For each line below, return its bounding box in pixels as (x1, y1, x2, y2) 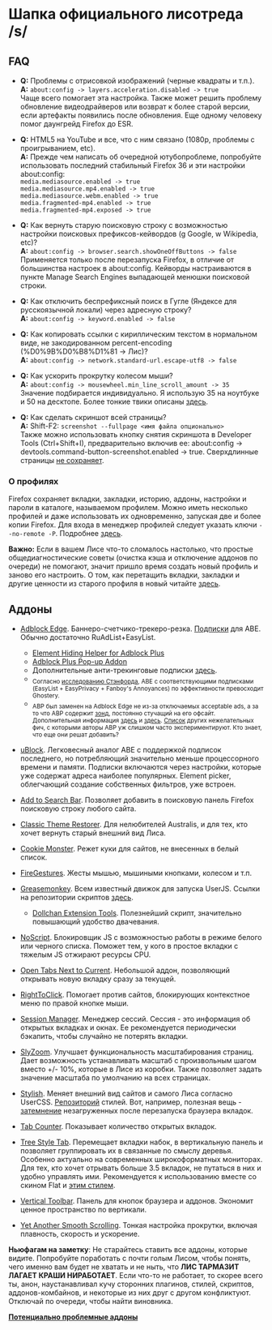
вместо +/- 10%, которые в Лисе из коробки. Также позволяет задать (19, 1064, 262, 1074)
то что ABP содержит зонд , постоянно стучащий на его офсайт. (32, 709, 216, 718)
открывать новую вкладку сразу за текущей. (19, 974, 176, 984)
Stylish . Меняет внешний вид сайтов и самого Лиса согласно (19, 1088, 233, 1098)
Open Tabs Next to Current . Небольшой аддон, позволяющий (19, 965, 231, 975)
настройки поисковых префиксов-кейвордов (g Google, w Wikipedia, (19, 229, 259, 238)
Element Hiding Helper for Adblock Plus (32, 648, 164, 658)
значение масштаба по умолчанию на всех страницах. (19, 1072, 211, 1083)
